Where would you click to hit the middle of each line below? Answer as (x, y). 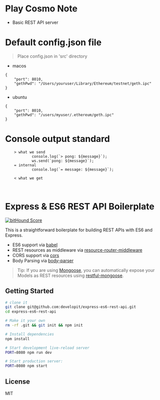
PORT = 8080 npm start (27, 366)
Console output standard (57, 139)
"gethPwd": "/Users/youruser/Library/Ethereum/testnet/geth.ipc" (83, 83)
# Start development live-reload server (48, 348)
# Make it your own (25, 321)
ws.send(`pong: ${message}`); (63, 161)
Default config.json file (53, 42)
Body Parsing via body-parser (43, 261)
